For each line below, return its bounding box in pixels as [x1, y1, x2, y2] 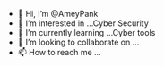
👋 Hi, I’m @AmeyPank [17, 9, 99, 19]
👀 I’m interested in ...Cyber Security [17, 18, 150, 29]
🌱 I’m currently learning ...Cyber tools [17, 28, 156, 37]
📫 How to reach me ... [17, 47, 101, 57]
